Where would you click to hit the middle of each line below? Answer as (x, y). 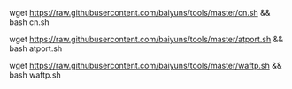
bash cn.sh (30, 22)
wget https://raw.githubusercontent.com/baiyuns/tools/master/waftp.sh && (146, 66)
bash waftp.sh (35, 75)
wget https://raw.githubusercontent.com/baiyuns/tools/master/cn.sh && (140, 13)
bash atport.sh (36, 48)
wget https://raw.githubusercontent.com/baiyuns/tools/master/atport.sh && (146, 39)
